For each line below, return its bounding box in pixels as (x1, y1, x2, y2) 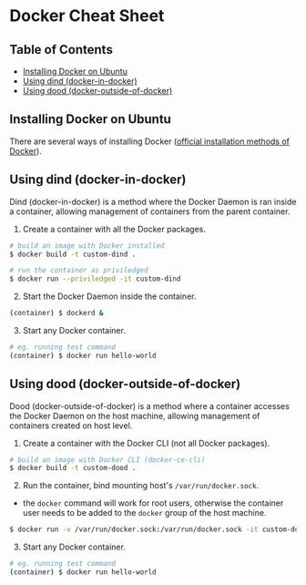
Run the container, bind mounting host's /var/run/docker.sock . (22, 480, 260, 491)
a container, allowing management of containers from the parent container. (9, 206, 291, 217)
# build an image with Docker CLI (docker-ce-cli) (9, 455, 206, 465)
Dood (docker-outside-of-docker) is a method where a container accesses (9, 400, 290, 411)
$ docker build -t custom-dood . (9, 464, 137, 473)
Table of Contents (9, 42, 114, 57)
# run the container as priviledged (9, 266, 148, 275)
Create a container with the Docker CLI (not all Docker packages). (22, 437, 270, 448)
